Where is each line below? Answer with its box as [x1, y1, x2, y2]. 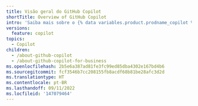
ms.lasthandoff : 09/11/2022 [6, 85, 75, 91]
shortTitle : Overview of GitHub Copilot [6, 14, 107, 20]
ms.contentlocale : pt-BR [6, 80, 67, 86]
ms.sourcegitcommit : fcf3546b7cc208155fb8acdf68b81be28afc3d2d [6, 69, 165, 75]
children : [6, 47, 31, 53]
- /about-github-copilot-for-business [11, 58, 107, 64]
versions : [6, 25, 31, 31]
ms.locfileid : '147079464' [6, 91, 72, 97]
